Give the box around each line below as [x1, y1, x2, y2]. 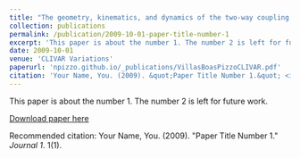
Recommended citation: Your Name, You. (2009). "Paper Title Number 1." [9, 130, 279, 141]
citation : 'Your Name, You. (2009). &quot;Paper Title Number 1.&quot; [9, 71, 281, 80]
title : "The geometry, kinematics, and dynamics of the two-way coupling [9, 12, 290, 22]
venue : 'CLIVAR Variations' [9, 54, 114, 63]
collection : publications [9, 21, 105, 30]
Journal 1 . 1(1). [9, 139, 62, 150]
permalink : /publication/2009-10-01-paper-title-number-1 [9, 29, 229, 38]
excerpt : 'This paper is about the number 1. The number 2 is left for [9, 37, 281, 47]
